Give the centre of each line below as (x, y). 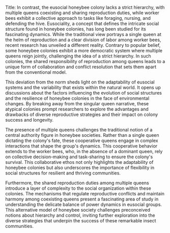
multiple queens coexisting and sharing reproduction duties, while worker (82, 13)
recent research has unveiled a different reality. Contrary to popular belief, (83, 45)
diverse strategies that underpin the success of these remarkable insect (81, 221)
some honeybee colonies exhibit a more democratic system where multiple (84, 51)
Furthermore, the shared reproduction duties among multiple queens (77, 183)
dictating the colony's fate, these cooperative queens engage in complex (82, 140)
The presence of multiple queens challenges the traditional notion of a (79, 130)
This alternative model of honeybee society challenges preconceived (78, 210)
